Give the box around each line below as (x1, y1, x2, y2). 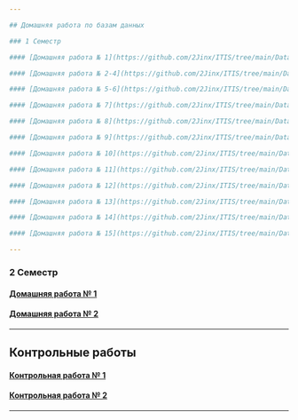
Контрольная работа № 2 (9, 390, 108, 400)
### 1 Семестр (9, 36, 62, 45)
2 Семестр (9, 265, 59, 278)
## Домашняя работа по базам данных (9, 20, 145, 29)
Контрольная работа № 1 (9, 369, 106, 380)
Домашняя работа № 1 (9, 288, 98, 298)
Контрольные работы (9, 345, 137, 361)
